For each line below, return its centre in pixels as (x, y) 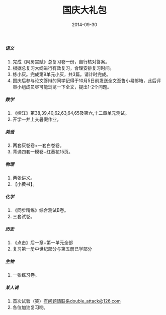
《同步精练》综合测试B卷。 (40, 210)
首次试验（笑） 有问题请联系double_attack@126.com (66, 301)
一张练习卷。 (26, 275)
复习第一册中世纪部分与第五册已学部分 (52, 249)
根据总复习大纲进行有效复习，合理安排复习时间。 (63, 68)
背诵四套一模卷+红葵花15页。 (43, 152)
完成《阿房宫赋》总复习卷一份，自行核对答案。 (61, 62)
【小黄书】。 (25, 184)
